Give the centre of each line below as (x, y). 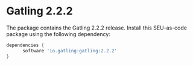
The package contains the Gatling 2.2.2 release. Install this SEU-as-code (96, 28)
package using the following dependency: (58, 34)
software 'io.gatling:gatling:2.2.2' (70, 51)
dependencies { (25, 45)
